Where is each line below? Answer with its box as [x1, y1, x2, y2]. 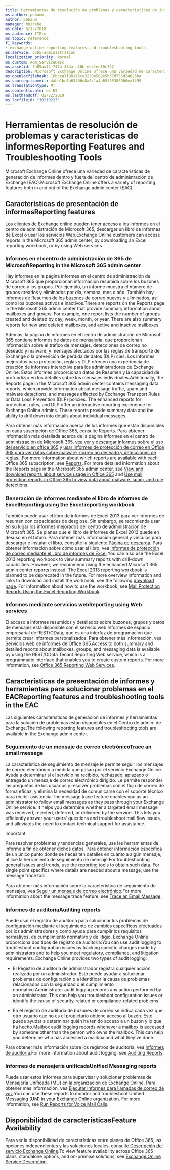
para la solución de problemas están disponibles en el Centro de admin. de [5, 719, 161, 725]
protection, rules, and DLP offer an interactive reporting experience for [5, 402, 152, 408]
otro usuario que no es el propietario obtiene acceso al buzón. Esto [12, 1013, 153, 1019]
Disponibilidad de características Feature [5, 1116, 137, 1124]
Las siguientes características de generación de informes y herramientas [5, 714, 158, 720]
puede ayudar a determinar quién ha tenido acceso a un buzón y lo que [12, 1018, 162, 1025]
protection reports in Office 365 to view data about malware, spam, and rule [5, 477, 163, 483]
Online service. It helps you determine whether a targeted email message [5, 804, 158, 810]
